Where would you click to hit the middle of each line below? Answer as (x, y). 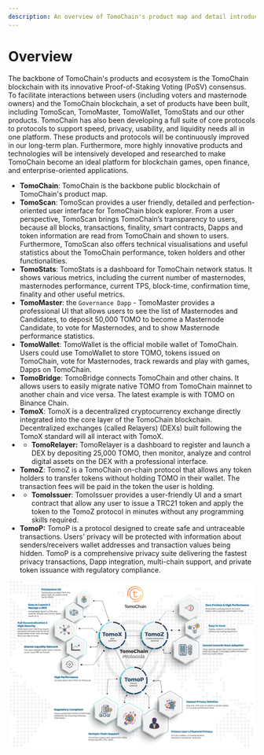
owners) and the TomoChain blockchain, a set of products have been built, (129, 103)
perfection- (236, 202)
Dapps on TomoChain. (55, 369)
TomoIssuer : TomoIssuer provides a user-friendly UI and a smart (136, 495)
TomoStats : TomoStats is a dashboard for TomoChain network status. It (136, 269)
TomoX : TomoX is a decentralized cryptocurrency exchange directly (130, 411)
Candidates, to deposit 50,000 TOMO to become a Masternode (122, 319)
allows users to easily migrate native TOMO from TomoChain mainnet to (136, 386)
